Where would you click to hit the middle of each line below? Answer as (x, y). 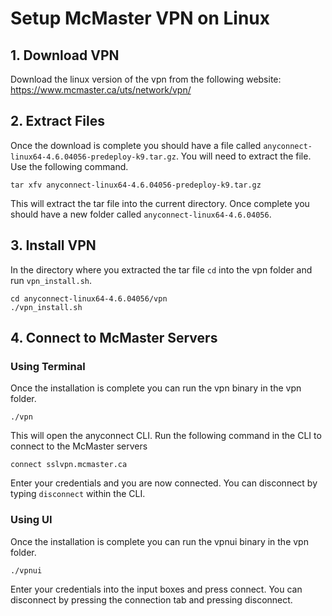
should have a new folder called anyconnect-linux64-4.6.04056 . (141, 214)
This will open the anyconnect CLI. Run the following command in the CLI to (166, 436)
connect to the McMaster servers (79, 446)
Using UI (31, 520)
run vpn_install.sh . (51, 280)
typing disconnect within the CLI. (78, 494)
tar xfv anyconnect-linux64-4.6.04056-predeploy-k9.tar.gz (136, 185)
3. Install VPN (53, 245)
